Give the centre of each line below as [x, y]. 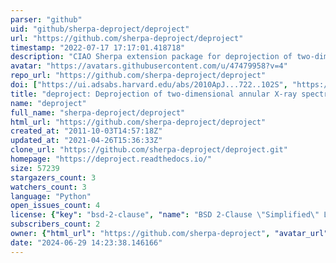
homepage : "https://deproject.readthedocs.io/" [111, 159]
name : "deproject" [48, 103]
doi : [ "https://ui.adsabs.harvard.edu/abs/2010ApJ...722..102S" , [149, 85]
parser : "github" [46, 19]
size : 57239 [35, 168]
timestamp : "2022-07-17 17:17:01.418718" [98, 47]
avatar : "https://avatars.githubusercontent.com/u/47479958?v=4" [149, 66]
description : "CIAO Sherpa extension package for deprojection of [151, 57]
